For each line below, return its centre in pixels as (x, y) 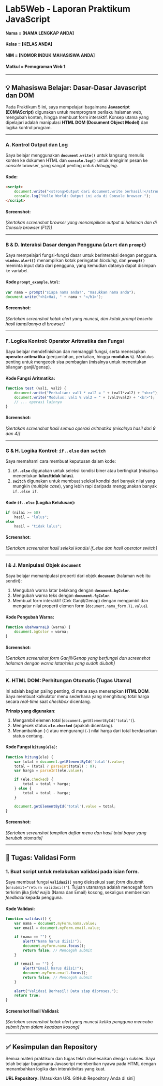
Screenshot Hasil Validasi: (32, 1011)
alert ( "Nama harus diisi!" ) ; (52, 941)
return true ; (27, 996)
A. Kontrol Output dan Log (37, 144)
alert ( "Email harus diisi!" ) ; (53, 968)
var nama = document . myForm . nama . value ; (55, 924)
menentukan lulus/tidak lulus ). (43, 476)
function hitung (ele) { (30, 757)
